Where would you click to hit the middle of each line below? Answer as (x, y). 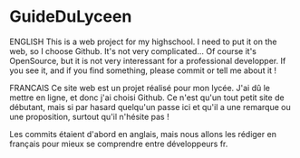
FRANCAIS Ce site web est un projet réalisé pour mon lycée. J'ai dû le (140, 88)
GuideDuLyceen (71, 17)
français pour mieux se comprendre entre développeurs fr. (119, 144)
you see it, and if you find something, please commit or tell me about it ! (143, 70)
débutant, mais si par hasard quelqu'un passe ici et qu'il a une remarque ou (150, 107)
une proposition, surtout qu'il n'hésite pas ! (89, 116)
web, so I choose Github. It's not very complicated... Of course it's (133, 51)
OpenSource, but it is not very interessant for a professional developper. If (148, 60)
